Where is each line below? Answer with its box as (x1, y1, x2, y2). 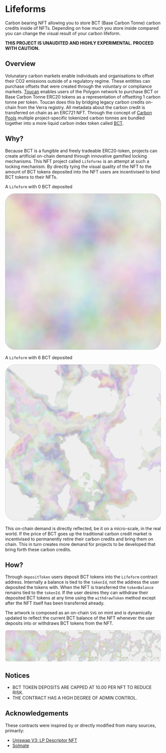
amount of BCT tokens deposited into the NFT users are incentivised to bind (5, 168, 160, 174)
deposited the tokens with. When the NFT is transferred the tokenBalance (5, 585, 154, 591)
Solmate (12, 742, 30, 749)
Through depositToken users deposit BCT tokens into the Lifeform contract (5, 574, 158, 580)
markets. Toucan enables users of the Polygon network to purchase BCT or (5, 88, 159, 95)
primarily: (5, 727, 25, 734)
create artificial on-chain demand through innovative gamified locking (5, 153, 147, 159)
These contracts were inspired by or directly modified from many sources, (5, 722, 157, 728)
